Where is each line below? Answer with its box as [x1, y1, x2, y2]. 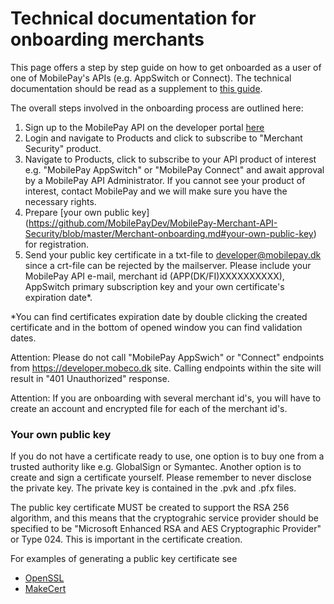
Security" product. [24, 142, 102, 154]
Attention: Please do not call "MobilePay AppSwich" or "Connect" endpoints [10, 351, 325, 363]
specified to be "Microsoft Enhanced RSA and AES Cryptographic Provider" [10, 523, 322, 535]
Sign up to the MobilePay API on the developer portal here [24, 121, 265, 133]
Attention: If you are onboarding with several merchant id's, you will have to [10, 392, 322, 404]
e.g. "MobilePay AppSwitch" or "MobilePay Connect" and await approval [24, 163, 325, 176]
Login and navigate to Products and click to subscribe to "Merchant [24, 132, 303, 144]
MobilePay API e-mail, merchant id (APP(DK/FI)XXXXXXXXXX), [24, 270, 285, 282]
